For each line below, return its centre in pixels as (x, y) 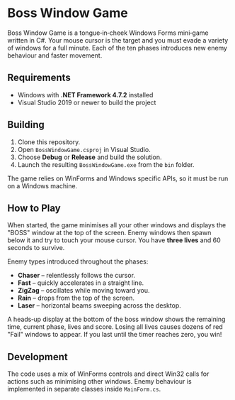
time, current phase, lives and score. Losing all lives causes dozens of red (115, 327)
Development (38, 357)
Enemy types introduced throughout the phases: (78, 261)
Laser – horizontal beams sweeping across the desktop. (99, 306)
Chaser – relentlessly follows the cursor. (76, 276)
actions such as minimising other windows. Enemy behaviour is (100, 382)
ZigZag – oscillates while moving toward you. (84, 291)
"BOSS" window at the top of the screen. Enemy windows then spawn (109, 233)
